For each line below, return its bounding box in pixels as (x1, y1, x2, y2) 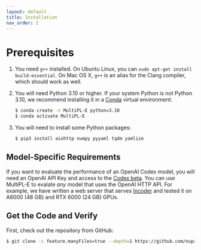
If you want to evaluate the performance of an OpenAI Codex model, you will (6, 168, 195, 175)
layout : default (6, 8, 47, 15)
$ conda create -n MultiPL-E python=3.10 (14, 108, 120, 114)
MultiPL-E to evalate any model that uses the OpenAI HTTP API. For (6, 181, 172, 188)
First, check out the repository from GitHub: (6, 227, 114, 234)
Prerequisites (6, 45, 75, 59)
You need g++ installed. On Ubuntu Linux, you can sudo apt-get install (14, 65, 193, 72)
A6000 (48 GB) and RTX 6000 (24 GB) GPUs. (6, 193, 118, 200)
